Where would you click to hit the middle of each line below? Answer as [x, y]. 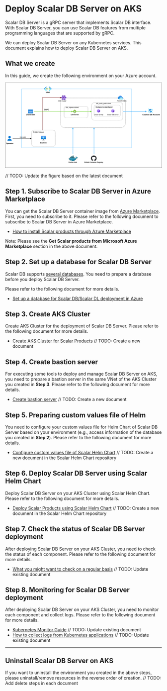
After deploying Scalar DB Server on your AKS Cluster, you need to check [80, 549]
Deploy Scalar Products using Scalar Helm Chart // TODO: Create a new [86, 508]
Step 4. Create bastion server [52, 362]
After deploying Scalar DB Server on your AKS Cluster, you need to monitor [82, 609]
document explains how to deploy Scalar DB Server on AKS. [67, 48]
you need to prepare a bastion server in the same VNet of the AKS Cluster [81, 379]
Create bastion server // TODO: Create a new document [69, 399]
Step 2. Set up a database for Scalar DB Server [78, 262]
